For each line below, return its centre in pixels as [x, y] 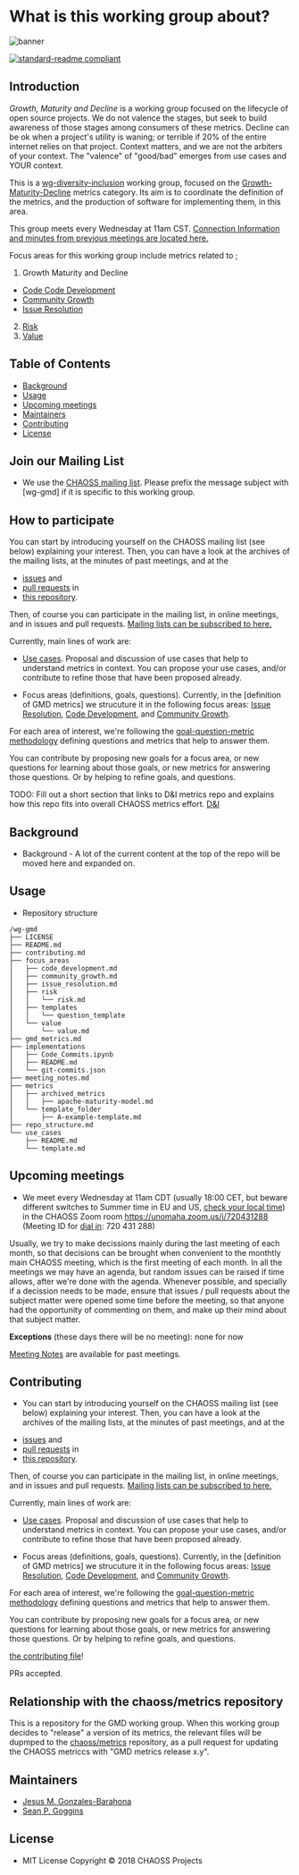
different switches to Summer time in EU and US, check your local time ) [154, 1207]
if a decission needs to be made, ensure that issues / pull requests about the [149, 1291]
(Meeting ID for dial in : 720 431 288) [89, 1226]
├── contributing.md [48, 953]
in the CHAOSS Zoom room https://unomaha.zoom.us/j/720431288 [145, 1216]
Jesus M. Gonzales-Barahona [77, 1802]
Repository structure [60, 912]
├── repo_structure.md [51, 1124]
